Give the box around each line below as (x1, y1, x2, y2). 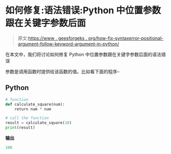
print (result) (5, 125, 36, 130)
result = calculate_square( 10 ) (5, 120, 72, 126)
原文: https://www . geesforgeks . (17, 35, 87, 41)
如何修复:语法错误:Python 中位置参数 (5, 5, 161, 16)
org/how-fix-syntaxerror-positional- (88, 35, 164, 41)
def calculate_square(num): (5, 102, 65, 107)
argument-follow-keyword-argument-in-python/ (17, 41, 119, 47)
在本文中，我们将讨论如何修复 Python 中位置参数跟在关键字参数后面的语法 (5, 51, 162, 57)
